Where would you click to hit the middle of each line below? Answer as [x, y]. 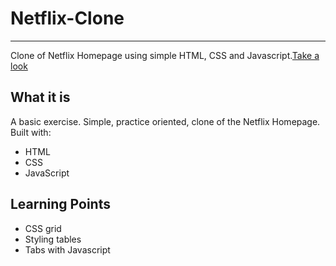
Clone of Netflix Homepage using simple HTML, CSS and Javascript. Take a [165, 55]
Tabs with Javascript [67, 249]
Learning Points [60, 204]
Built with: [31, 132]
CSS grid [43, 228]
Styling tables [53, 239]
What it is [40, 97]
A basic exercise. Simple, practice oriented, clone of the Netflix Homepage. [165, 121]
